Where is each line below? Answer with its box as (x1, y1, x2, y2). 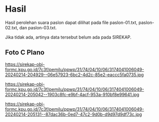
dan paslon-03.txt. (19, 24, 57, 30)
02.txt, (5, 24, 19, 30)
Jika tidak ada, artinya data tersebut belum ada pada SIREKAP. (5, 34, 132, 40)
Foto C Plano (5, 48, 45, 57)
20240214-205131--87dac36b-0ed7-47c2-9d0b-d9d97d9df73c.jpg (5, 111, 142, 117)
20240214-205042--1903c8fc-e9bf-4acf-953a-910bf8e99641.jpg (5, 91, 140, 97)
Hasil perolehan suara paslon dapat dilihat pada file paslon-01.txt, (5, 20, 138, 25)
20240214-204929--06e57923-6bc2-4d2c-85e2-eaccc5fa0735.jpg (5, 72, 144, 78)
